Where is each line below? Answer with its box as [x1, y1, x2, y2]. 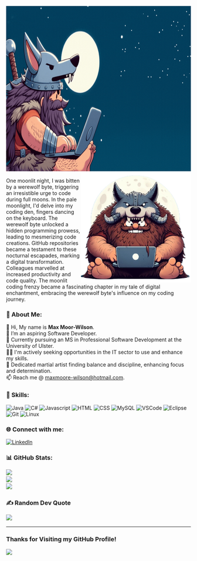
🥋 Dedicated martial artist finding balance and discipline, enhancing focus [6, 361, 185, 368]
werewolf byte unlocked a [6, 221, 69, 228]
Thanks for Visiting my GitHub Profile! [6, 535, 117, 543]
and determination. [6, 367, 52, 375]
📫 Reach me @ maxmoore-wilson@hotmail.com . [6, 374, 125, 381]
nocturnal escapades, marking [6, 252, 80, 259]
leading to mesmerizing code [6, 233, 77, 240]
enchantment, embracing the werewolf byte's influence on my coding [6, 290, 174, 296]
